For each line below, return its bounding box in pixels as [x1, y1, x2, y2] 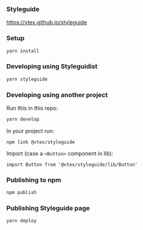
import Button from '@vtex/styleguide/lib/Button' [6, 161, 138, 168]
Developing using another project [6, 90, 108, 99]
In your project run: [6, 127, 55, 134]
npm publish [6, 190, 37, 196]
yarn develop [6, 116, 40, 122]
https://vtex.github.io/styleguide [6, 19, 87, 26]
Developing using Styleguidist [6, 62, 98, 71]
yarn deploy [6, 218, 37, 224]
